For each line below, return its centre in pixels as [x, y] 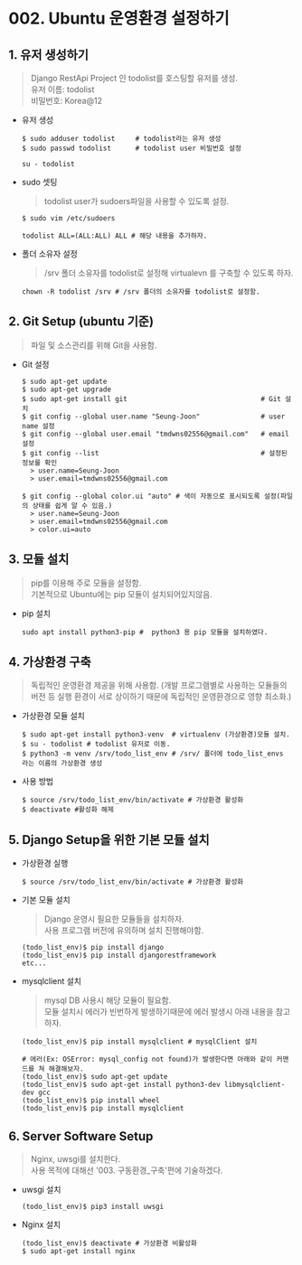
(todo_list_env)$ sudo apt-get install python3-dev [121, 1085]
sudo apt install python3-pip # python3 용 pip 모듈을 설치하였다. [145, 632]
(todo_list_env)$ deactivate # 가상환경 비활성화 [109, 1243]
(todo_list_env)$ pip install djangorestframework [119, 956]
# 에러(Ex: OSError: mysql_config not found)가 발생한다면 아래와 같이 [147, 1059]
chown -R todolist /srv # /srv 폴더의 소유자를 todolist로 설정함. [141, 292]
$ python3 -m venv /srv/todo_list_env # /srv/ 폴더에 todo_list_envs [152, 754]
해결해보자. [66, 1069]
